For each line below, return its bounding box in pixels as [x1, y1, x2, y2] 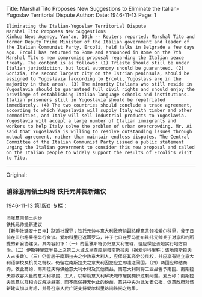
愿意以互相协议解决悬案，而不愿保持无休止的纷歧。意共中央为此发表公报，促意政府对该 [10, 280, 194, 286]
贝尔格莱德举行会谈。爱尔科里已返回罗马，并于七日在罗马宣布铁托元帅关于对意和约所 [14, 234, 194, 240]
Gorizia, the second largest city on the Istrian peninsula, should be [6, 70, 189, 77]
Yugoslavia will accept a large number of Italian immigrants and [6, 118, 176, 124]
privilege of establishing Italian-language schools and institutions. [6, 92, 189, 98]
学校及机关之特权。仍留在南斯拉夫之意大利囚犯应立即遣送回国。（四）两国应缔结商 [14, 260, 188, 266]
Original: [6, 171, 28, 178]
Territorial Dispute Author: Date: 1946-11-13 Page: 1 [30, 11, 156, 19]
